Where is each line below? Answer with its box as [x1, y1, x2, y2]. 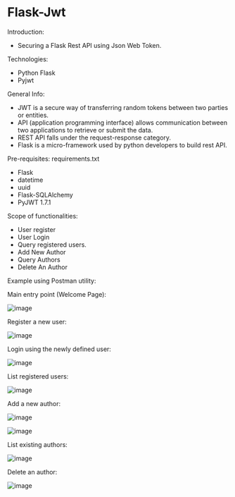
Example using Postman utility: [7, 276, 96, 285]
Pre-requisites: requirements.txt [7, 154, 100, 163]
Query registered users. [17, 240, 87, 249]
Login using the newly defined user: [7, 345, 111, 353]
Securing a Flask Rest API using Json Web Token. [17, 41, 162, 49]
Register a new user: [7, 317, 67, 326]
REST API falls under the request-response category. [17, 133, 171, 142]
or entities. [17, 111, 49, 119]
